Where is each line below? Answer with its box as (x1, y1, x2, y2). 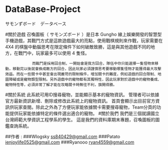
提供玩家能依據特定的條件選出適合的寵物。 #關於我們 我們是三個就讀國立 (9, 110, 159, 116)
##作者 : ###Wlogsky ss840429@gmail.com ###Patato (5, 133, 120, 139)
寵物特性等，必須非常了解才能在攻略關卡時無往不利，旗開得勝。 (5, 82, 117, 87)
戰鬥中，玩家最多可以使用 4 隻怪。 (18, 50, 89, 56)
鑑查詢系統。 (5, 122, 31, 128)
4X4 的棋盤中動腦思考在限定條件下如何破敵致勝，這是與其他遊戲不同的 (5, 43, 151, 49)
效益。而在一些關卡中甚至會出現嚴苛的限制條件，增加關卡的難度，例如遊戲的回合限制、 (5, 71, 158, 76)
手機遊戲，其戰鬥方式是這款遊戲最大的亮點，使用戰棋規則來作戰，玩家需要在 (5, 37, 163, 43)
